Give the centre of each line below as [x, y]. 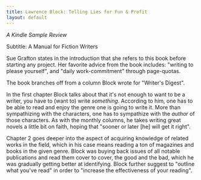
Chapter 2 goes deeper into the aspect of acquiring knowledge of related [97, 138]
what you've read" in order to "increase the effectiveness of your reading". [99, 170]
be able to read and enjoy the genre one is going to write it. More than [93, 107]
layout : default [27, 18]
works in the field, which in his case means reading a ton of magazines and [100, 144]
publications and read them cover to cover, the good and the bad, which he [100, 157]
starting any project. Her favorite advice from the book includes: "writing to [100, 65]
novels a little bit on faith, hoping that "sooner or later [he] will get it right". [98, 126]
